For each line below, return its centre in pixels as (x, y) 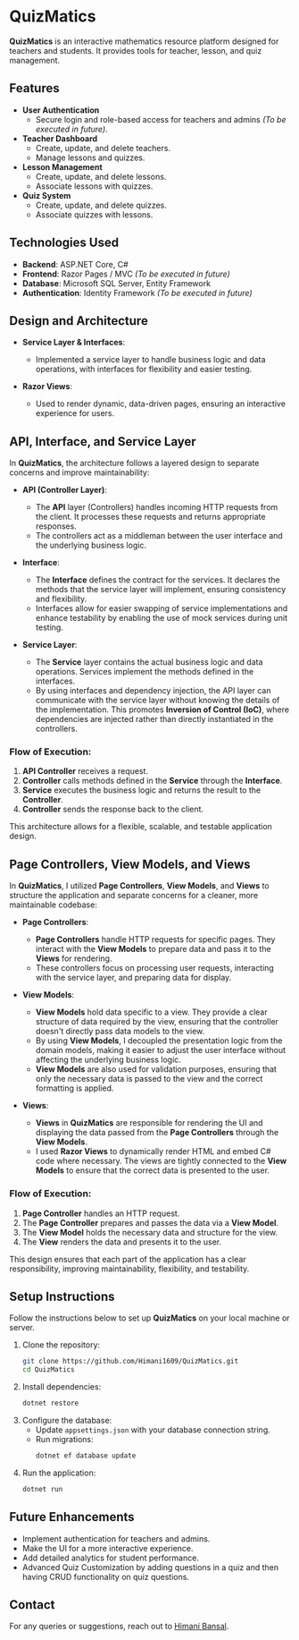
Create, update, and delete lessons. (101, 176)
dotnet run (42, 1489)
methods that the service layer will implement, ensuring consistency (161, 590)
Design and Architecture (79, 321)
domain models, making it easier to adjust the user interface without (161, 1050)
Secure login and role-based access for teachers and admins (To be (161, 119)
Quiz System (46, 195)
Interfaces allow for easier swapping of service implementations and (162, 608)
